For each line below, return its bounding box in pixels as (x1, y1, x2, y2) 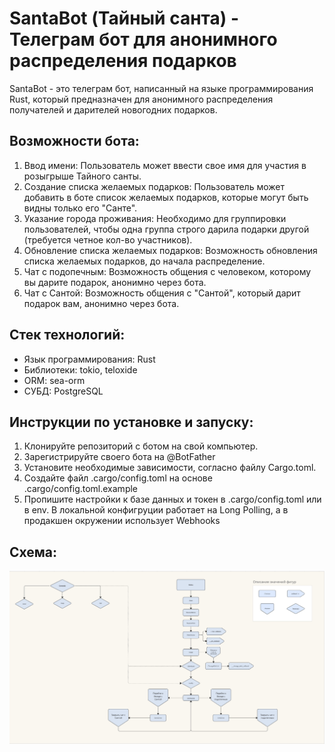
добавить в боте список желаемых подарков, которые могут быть (23, 191, 309, 203)
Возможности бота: (9, 133, 140, 150)
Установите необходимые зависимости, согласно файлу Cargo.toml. (23, 462, 317, 474)
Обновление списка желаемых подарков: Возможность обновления (23, 244, 318, 256)
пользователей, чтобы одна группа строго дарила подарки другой (23, 223, 310, 235)
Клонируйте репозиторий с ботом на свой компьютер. (23, 440, 259, 452)
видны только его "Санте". (23, 202, 138, 214)
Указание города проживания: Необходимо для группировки (23, 212, 287, 224)
